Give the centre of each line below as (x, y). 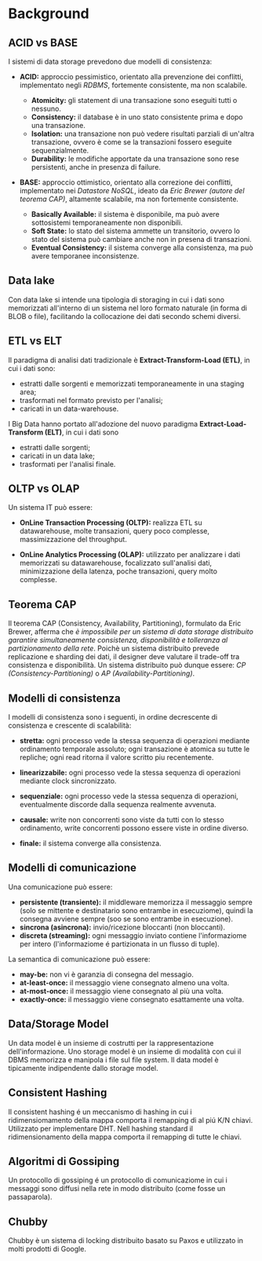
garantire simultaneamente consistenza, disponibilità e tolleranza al (118, 640)
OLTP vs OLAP (44, 489)
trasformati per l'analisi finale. (67, 464)
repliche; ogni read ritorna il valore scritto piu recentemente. (116, 757)
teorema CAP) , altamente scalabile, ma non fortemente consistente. (129, 199)
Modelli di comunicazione (73, 868)
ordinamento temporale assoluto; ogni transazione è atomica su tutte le (135, 749)
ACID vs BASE (43, 43)
